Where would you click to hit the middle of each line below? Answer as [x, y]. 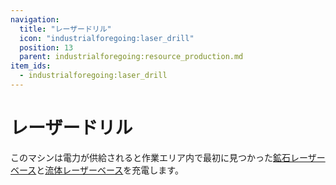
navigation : [35, 19]
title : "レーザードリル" [65, 29]
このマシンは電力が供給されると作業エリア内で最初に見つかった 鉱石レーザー [168, 157]
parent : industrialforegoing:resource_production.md [131, 57]
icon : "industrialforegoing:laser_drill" [107, 38]
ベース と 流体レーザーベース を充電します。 [97, 170]
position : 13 [46, 47]
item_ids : [31, 66]
